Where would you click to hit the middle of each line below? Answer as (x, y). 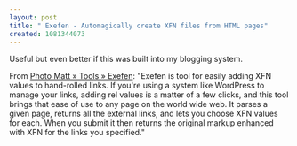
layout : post (33, 17)
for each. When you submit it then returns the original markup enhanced (141, 123)
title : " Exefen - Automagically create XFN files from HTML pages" (139, 26)
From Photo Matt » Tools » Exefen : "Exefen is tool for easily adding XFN (140, 76)
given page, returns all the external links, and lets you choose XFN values (144, 114)
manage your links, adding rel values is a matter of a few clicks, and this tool (149, 95)
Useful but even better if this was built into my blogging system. (126, 59)
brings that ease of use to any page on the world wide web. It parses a (139, 104)
